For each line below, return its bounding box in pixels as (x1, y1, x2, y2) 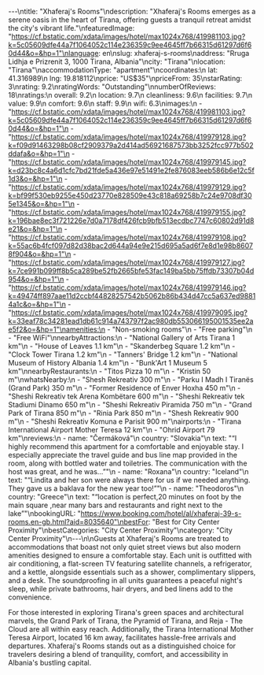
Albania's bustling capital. (8, 658, 92, 667)
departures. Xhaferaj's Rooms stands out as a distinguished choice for (8, 641, 236, 651)
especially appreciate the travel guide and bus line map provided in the (8, 451, 238, 459)
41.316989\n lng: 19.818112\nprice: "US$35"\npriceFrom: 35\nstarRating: (8, 74, 243, 83)
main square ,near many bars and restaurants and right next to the (8, 500, 223, 510)
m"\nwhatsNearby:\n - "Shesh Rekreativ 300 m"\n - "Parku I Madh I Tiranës (8, 375, 254, 384)
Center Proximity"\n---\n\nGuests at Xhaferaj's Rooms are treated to (8, 534, 229, 543)
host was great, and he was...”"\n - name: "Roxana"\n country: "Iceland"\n (8, 467, 249, 476)
